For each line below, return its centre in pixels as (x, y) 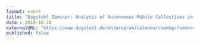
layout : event (24, 11)
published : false (28, 33)
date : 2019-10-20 (29, 22)
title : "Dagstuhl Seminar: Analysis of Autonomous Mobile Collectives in (100, 17)
